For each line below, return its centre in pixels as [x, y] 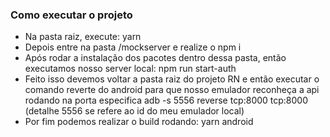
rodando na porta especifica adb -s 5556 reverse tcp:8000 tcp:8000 [166, 100]
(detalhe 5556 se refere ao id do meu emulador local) [134, 111]
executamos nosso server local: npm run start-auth [130, 69]
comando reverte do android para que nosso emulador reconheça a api [172, 90]
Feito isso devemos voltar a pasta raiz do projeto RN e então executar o [172, 79]
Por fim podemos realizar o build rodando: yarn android [139, 122]
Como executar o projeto [71, 15]
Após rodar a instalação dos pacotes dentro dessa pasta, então [155, 58]
